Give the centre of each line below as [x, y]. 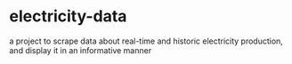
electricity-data [68, 16]
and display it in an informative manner [81, 50]
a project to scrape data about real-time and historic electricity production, [146, 41]
